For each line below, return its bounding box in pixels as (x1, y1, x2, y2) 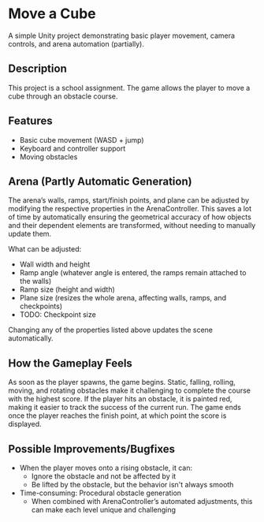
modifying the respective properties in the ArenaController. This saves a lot (8, 204, 252, 214)
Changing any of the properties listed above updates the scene (8, 325, 213, 335)
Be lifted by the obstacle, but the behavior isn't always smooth (31, 480, 234, 489)
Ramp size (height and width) (19, 285, 116, 294)
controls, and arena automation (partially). (8, 39, 144, 48)
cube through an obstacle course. (8, 91, 118, 101)
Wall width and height (19, 259, 91, 269)
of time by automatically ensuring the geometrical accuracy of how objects (8, 212, 252, 222)
